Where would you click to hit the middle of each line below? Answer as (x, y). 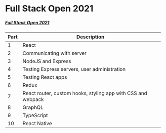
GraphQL (33, 107)
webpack (33, 100)
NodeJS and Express (47, 61)
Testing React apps (45, 77)
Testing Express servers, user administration (74, 69)
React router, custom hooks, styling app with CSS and (85, 93)
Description (90, 37)
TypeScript (35, 115)
